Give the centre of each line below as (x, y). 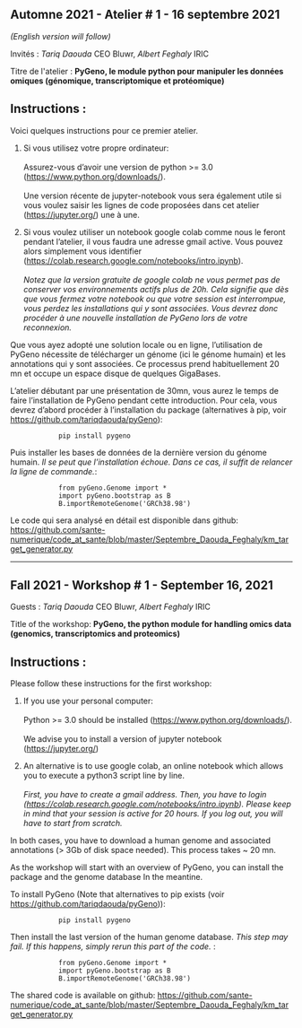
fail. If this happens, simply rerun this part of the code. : (113, 946)
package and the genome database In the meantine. (107, 877)
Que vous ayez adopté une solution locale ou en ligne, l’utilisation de (137, 344)
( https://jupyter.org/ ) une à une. (81, 214)
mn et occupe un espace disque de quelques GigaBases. (116, 373)
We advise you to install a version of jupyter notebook (122, 739)
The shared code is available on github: (83, 996)
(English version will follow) (60, 36)
